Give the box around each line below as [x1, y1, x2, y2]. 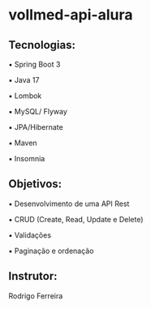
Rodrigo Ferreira [8, 290, 63, 301]
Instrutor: [8, 269, 58, 283]
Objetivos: [8, 177, 63, 191]
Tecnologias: [8, 38, 75, 52]
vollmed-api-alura [8, 6, 133, 24]
